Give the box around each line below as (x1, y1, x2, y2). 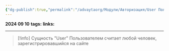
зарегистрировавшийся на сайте (17, 40, 89, 46)
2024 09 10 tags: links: (5, 21, 55, 27)
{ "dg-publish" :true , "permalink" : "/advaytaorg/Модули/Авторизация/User (5, 7, 156, 12)
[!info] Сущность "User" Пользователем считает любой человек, (17, 35, 157, 41)
